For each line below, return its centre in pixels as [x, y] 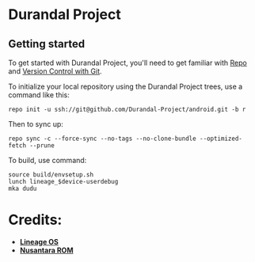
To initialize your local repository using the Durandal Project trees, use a [126, 86]
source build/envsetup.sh [51, 175]
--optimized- [221, 139]
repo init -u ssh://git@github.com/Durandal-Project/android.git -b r [127, 109]
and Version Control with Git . [55, 71]
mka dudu [23, 188]
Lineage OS [39, 241]
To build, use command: [48, 160]
